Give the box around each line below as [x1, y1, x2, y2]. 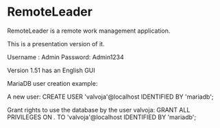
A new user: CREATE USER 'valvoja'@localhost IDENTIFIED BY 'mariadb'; [7, 93, 214, 101]
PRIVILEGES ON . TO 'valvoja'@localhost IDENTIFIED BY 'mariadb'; [7, 113, 197, 121]
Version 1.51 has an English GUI [7, 66, 96, 74]
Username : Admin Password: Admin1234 [7, 52, 125, 61]
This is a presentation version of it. [7, 39, 105, 48]
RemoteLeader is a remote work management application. [7, 27, 171, 35]
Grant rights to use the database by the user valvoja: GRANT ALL [7, 106, 191, 114]
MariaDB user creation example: [7, 79, 98, 87]
